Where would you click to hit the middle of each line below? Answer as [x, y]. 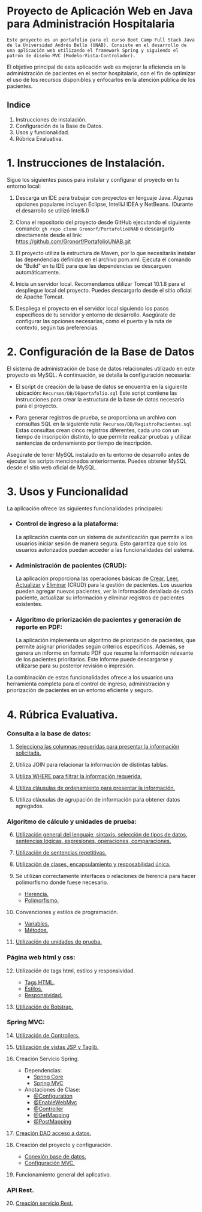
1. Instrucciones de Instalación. [86, 163]
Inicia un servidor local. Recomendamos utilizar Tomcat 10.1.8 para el [100, 283]
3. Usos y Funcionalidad [67, 491]
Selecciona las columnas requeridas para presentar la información [97, 746]
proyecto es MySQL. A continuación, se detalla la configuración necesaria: [99, 375]
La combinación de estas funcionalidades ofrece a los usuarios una [90, 678]
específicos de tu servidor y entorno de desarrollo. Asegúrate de [96, 315]
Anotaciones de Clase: [52, 1089]
